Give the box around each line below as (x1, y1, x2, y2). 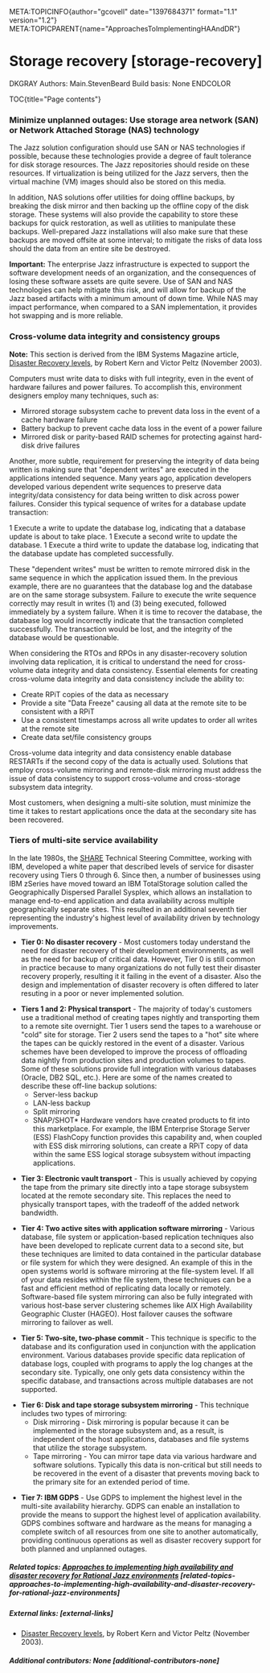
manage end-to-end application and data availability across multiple (9, 895, 235, 905)
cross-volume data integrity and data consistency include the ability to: (9, 674, 244, 684)
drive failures (36, 440, 80, 450)
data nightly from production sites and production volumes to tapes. (20, 1055, 246, 1065)
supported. (20, 1384, 58, 1394)
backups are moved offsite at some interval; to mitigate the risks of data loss (9, 235, 263, 245)
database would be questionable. (9, 632, 120, 642)
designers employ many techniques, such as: (9, 390, 159, 400)
